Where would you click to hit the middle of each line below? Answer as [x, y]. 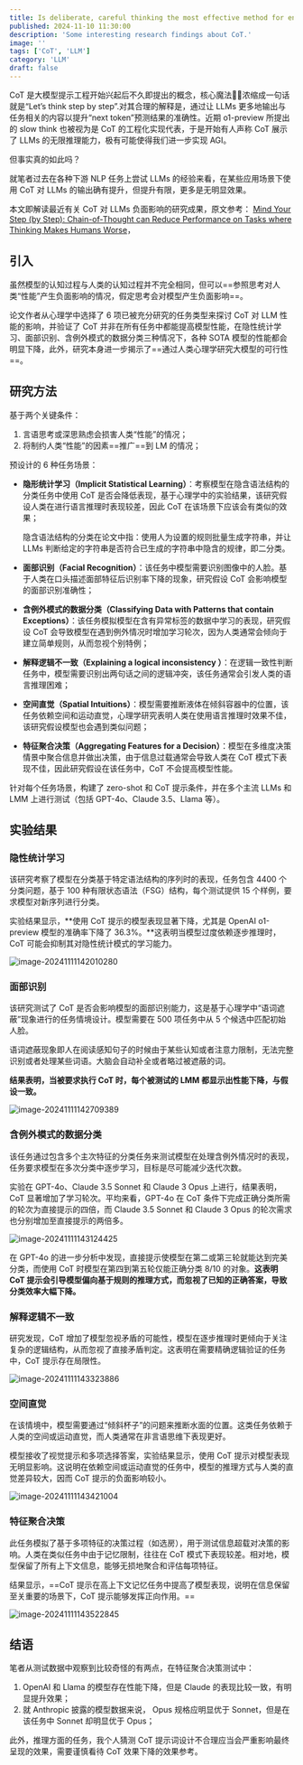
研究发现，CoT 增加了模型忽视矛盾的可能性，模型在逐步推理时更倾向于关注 [148, 1339]
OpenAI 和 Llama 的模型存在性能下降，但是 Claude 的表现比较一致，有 [153, 1687]
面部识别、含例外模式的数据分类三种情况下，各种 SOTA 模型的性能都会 [156, 337]
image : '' [28, 43]
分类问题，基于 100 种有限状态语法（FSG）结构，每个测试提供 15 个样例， [147, 891]
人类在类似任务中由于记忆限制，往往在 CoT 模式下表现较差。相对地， [153, 1554]
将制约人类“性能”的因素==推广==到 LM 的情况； [111, 445]
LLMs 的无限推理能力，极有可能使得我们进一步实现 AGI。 [125, 140]
